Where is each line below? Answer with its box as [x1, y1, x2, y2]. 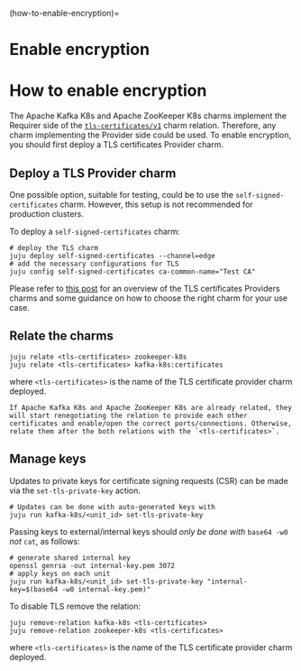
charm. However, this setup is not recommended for [59, 199, 254, 210]
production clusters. [9, 208, 84, 219]
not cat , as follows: [9, 536, 80, 546]
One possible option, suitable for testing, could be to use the [9, 189, 234, 200]
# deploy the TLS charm [9, 243, 99, 252]
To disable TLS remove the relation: [9, 601, 141, 611]
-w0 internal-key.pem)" [61, 584, 151, 594]
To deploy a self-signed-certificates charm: [9, 226, 180, 237]
